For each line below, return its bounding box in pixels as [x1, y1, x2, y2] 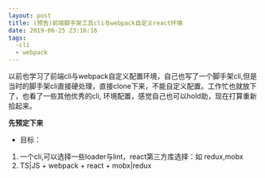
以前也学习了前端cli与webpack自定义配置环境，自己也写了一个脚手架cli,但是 [8, 72, 257, 80]
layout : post [8, 11, 52, 20]
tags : [8, 33, 26, 42]
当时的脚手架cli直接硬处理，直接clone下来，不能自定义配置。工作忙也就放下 [8, 81, 257, 91]
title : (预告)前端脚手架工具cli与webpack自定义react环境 [8, 19, 183, 27]
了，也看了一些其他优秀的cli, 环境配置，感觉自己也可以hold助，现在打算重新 [8, 91, 257, 100]
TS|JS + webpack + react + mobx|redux [19, 161, 152, 170]
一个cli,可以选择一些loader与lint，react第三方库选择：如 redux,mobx [19, 152, 244, 161]
